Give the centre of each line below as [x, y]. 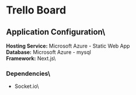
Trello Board [36, 10]
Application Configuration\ [56, 32]
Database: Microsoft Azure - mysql [49, 52]
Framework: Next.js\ [31, 58]
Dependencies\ [28, 73]
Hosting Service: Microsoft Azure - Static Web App [68, 46]
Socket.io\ [27, 86]
